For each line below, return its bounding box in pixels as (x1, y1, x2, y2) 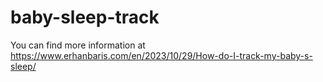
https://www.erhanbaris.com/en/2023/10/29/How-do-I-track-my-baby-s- (10, 49, 313, 61)
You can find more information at (10, 39, 146, 51)
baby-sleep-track (10, 6, 160, 29)
